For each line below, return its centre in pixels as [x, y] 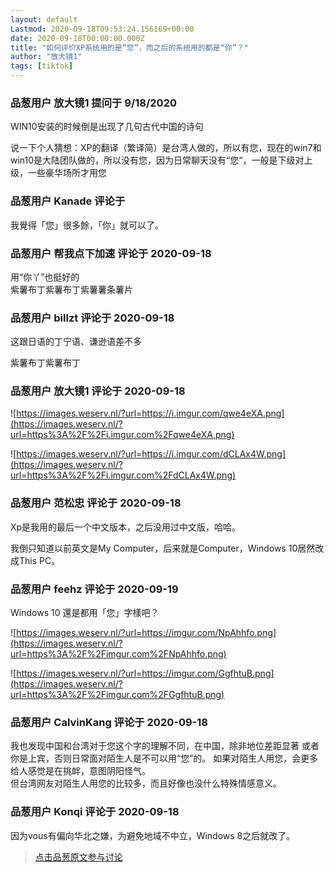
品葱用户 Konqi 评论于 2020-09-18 [95, 812]
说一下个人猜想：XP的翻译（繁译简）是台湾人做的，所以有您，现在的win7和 [166, 148]
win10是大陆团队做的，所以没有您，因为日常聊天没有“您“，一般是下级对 [157, 160]
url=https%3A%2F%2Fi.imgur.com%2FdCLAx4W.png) [123, 475]
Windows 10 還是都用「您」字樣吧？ [85, 613]
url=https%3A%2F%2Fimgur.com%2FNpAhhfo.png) [118, 654]
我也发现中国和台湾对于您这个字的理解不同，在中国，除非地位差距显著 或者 [165, 746]
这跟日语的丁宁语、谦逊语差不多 [76, 342]
